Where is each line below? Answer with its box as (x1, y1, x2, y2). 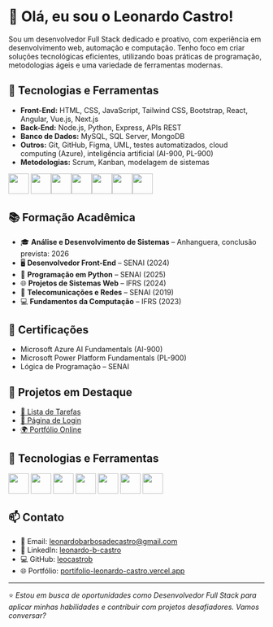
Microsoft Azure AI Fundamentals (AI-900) (19, 345, 163, 355)
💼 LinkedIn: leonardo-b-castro (19, 545, 122, 555)
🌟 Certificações (8, 323, 89, 337)
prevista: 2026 (19, 248, 70, 259)
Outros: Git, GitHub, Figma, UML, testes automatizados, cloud (19, 140, 228, 150)
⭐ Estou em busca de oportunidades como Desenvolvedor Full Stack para (8, 590, 258, 600)
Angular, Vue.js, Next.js (19, 114, 99, 124)
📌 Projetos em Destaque (8, 385, 132, 399)
